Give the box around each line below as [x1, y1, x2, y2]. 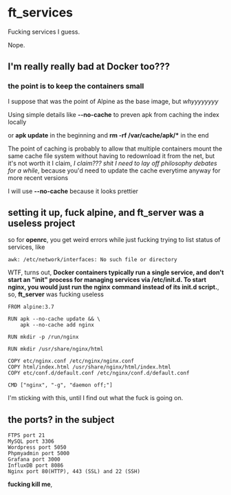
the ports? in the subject [8, 414, 115, 426]
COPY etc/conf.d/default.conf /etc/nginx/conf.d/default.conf [8, 370, 190, 377]
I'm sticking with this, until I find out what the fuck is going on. [8, 394, 184, 402]
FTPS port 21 [8, 432, 45, 439]
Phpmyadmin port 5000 [8, 450, 70, 457]
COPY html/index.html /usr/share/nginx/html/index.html [8, 364, 171, 371]
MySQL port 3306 [8, 438, 54, 445]
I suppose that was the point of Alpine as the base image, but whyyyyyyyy [8, 97, 219, 105]
